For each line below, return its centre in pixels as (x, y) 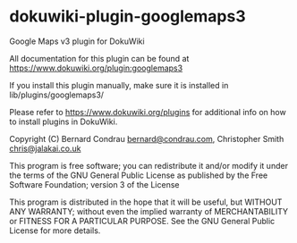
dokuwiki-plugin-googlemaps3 (127, 17)
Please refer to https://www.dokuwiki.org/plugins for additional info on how (148, 112)
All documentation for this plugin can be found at (99, 58)
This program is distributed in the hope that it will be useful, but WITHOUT (146, 202)
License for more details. (55, 230)
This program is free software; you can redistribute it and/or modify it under (149, 165)
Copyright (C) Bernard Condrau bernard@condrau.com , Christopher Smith (147, 138)
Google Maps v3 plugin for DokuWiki (77, 41)
